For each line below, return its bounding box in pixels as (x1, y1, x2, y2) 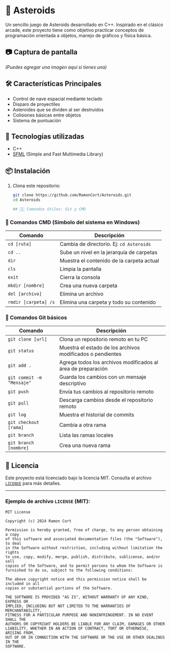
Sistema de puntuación (12, 117, 61, 123)
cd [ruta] (8, 241, 32, 247)
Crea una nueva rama (59, 442, 111, 449)
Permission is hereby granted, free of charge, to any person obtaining (5, 527, 163, 532)
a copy (5, 532, 19, 537)
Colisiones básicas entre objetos (12, 112, 81, 118)
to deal (5, 541, 22, 546)
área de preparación (59, 365, 108, 372)
